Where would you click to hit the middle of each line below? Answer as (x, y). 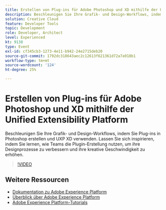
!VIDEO (24, 164)
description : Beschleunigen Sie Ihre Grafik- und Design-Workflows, (77, 14)
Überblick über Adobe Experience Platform (56, 197)
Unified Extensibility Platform (67, 120)
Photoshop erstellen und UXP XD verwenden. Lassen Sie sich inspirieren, (80, 139)
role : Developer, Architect (34, 33)
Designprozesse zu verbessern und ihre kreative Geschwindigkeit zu (75, 149)
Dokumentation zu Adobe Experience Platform (60, 192)
